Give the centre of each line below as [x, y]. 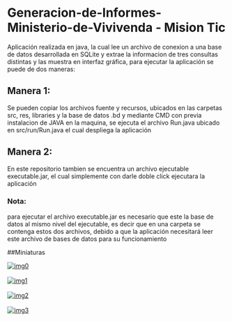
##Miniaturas [26, 252]
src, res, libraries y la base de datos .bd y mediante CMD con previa [105, 115]
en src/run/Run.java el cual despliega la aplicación [79, 130]
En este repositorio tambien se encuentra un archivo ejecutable [98, 169]
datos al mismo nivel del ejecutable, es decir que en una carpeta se [104, 224]
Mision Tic [195, 28]
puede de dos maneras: [41, 69]
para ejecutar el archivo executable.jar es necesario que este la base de [110, 217]
